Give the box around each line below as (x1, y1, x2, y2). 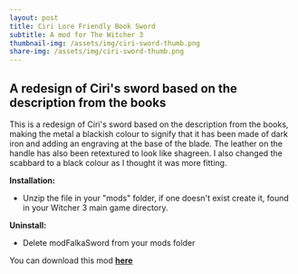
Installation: (9, 174, 56, 186)
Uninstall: (9, 220, 47, 230)
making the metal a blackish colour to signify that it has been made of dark (9, 128, 288, 139)
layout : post (9, 13, 59, 23)
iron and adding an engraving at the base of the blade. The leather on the (9, 138, 284, 149)
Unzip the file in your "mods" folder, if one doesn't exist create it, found (22, 192, 290, 203)
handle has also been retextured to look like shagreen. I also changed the (9, 147, 283, 159)
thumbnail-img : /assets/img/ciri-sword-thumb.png (9, 38, 201, 48)
